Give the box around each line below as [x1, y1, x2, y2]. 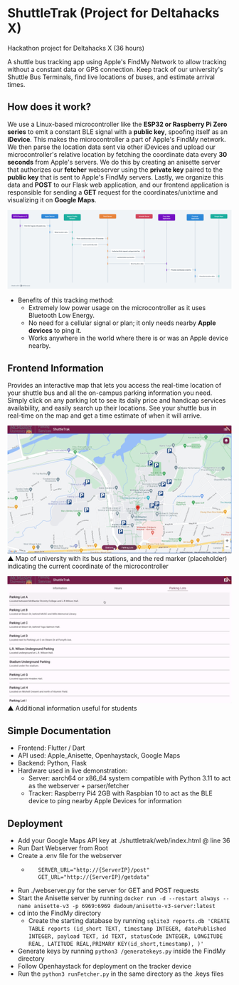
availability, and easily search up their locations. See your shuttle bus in [7, 404, 217, 413]
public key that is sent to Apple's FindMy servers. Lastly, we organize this [7, 172, 224, 181]
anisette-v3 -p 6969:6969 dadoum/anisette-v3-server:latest [33, 903, 216, 910]
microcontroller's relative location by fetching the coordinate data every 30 [7, 150, 228, 158]
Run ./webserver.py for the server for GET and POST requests [17, 886, 199, 895]
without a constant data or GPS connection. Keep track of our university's [7, 65, 224, 73]
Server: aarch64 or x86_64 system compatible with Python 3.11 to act [28, 774, 231, 783]
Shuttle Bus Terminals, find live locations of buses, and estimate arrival [7, 73, 215, 81]
